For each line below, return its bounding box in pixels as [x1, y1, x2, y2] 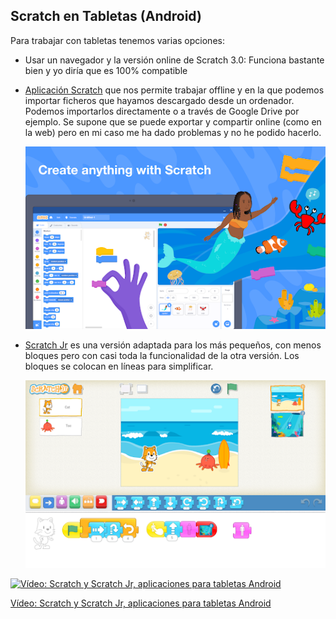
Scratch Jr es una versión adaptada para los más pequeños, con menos [24, 339, 322, 351]
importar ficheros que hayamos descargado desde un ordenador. [24, 94, 295, 106]
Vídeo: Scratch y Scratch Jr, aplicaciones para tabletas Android [10, 597, 272, 609]
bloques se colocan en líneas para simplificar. [24, 360, 214, 372]
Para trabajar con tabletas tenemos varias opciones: [10, 34, 225, 46]
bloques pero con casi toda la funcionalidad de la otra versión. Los [24, 349, 300, 361]
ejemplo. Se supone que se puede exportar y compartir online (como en [24, 115, 322, 128]
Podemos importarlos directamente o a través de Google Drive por [24, 105, 300, 117]
